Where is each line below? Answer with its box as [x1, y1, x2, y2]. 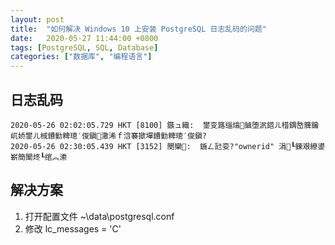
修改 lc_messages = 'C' [24, 222, 122, 235]
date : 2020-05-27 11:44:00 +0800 [10, 33, 159, 43]
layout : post [10, 14, 65, 25]
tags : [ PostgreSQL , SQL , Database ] [10, 42, 159, 53]
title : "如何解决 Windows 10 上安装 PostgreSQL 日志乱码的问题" [10, 24, 267, 34]
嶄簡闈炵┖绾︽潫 [10, 152, 68, 162]
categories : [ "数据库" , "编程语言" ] [10, 52, 153, 62]
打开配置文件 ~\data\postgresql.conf [24, 210, 175, 222]
